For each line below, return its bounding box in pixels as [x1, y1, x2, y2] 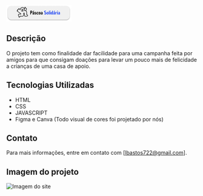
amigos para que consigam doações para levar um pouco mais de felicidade [6, 56, 197, 63]
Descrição [6, 33, 46, 44]
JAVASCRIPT [15, 109, 48, 117]
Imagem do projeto [6, 166, 79, 177]
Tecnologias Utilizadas [6, 80, 95, 90]
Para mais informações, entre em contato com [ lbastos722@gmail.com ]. [6, 149, 187, 157]
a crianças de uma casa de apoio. [6, 63, 91, 70]
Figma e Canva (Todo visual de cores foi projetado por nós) [15, 115, 164, 123]
